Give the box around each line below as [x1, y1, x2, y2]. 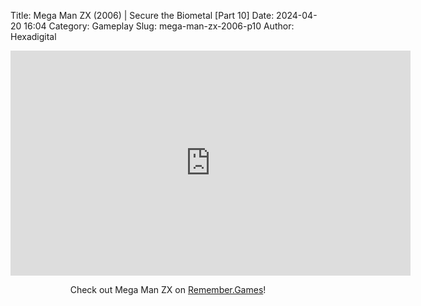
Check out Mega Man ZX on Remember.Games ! [69, 284, 267, 295]
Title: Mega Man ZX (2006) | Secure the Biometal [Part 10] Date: [10, 10, 275, 21]
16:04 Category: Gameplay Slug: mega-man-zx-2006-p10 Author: [23, 20, 295, 32]
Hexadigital [10, 31, 57, 42]
